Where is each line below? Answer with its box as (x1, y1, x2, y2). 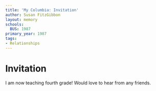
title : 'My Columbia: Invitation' (5, 7, 79, 13)
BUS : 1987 (10, 27, 31, 32)
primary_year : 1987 (5, 31, 47, 36)
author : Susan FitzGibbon (5, 12, 60, 17)
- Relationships (5, 41, 40, 46)
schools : (5, 21, 24, 27)
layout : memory (5, 17, 38, 22)
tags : (5, 36, 17, 41)
